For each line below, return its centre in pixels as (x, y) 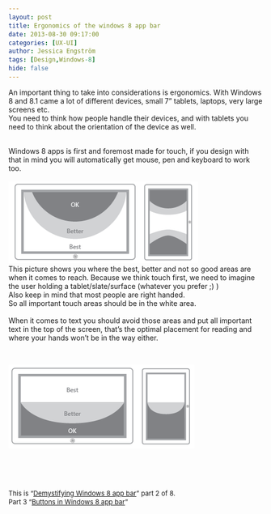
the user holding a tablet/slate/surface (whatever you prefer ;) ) (114, 286)
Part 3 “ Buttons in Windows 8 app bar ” (68, 501)
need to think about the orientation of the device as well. (102, 126)
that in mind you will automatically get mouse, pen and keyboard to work (129, 159)
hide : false (28, 69)
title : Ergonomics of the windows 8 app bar (85, 25)
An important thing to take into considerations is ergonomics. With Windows (135, 92)
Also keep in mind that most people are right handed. (97, 295)
